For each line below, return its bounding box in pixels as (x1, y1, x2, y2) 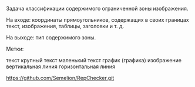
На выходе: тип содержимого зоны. (6, 34, 96, 41)
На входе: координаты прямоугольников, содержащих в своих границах (6, 16, 189, 23)
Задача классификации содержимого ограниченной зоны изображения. (6, 5, 189, 12)
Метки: (6, 45, 24, 52)
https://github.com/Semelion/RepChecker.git (6, 75, 115, 81)
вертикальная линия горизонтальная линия (6, 63, 116, 70)
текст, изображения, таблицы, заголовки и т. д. (6, 23, 125, 29)
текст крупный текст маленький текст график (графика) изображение (6, 57, 182, 63)
